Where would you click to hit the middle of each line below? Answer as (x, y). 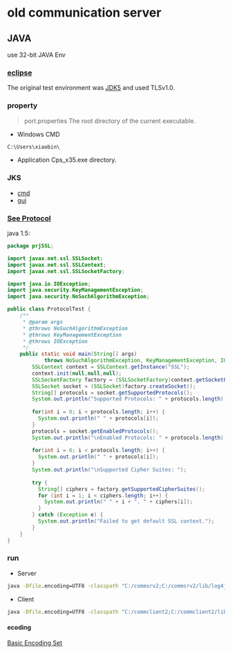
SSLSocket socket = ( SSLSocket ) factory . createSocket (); (114, 386)
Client (26, 599)
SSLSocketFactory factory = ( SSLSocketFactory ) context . (114, 380)
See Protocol (29, 218)
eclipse (20, 73)
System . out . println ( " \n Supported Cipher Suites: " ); (109, 470)
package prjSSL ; (30, 246)
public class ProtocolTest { (49, 309)
